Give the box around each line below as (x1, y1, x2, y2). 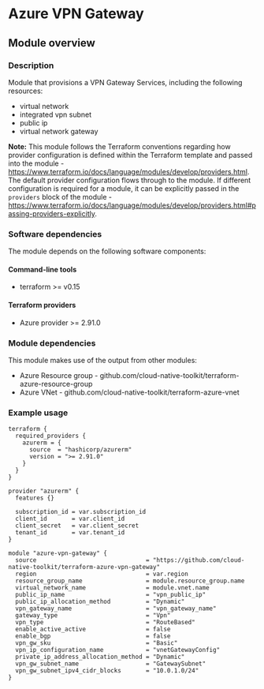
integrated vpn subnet (19, 110, 92, 119)
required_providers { (15, 432, 87, 440)
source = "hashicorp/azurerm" (28, 446, 132, 454)
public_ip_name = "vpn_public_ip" (15, 591, 206, 599)
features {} (15, 494, 55, 502)
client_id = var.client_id (15, 515, 125, 523)
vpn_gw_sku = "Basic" (15, 639, 178, 647)
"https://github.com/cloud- (152, 556, 245, 564)
